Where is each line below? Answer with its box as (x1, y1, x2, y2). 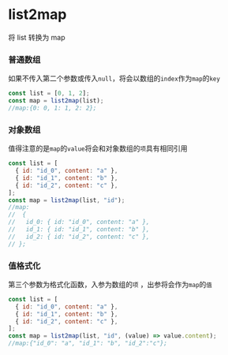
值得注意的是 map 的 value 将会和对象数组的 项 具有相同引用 (8, 144, 188, 153)
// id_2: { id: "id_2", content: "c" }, (8, 233, 150, 241)
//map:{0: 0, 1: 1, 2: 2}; (8, 104, 97, 112)
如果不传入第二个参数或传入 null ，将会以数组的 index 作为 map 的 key (8, 73, 221, 84)
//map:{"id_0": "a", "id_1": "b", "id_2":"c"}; (8, 339, 168, 348)
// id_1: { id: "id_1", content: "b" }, (8, 226, 150, 234)
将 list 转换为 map (8, 32, 65, 42)
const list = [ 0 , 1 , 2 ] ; (8, 89, 90, 98)
